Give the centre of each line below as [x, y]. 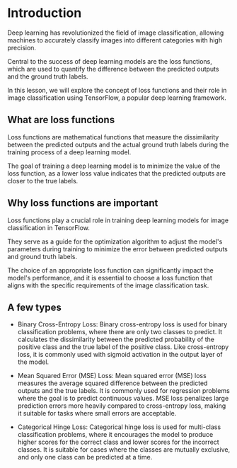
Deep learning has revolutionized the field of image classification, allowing [116, 33]
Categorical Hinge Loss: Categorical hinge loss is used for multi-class [119, 427]
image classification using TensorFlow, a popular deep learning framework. [117, 98]
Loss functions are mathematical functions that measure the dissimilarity [113, 137]
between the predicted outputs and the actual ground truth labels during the [118, 144]
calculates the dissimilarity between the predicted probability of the [116, 339]
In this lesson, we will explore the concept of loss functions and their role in [117, 90]
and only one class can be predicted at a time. [85, 457]
